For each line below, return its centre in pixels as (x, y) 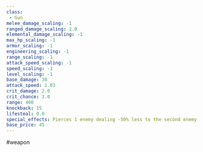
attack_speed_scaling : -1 (39, 63)
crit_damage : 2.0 (28, 91)
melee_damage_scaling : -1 (39, 23)
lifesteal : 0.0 (26, 114)
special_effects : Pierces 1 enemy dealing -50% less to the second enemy (102, 119)
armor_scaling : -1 (29, 46)
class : (15, 12)
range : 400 (20, 102)
